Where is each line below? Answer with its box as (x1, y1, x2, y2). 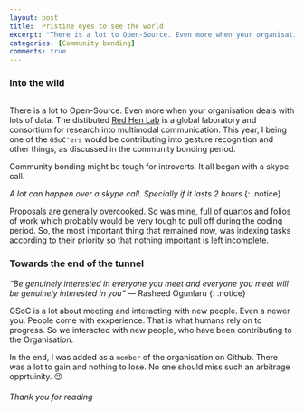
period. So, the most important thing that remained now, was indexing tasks (9, 225, 291, 236)
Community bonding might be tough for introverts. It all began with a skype (9, 161, 290, 172)
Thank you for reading (9, 391, 93, 403)
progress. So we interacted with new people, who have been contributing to (9, 324, 292, 335)
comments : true (9, 47, 67, 56)
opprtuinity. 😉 (9, 370, 63, 381)
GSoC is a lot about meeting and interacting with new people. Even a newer (9, 305, 291, 316)
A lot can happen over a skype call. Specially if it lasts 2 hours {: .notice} (9, 188, 281, 199)
